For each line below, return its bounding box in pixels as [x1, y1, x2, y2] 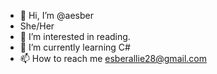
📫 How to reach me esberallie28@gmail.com [19, 53, 207, 64]
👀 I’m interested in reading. [19, 31, 131, 42]
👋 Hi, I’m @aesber [19, 10, 94, 21]
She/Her [19, 20, 55, 32]
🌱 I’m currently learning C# [19, 41, 131, 53]
